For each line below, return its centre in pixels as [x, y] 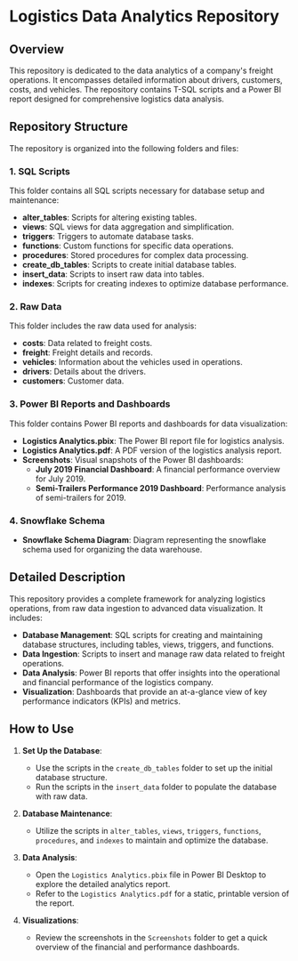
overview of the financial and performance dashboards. [137, 947]
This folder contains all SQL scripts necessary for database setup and [137, 191]
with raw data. [61, 796]
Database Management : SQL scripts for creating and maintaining [142, 634]
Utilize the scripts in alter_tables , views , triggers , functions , [148, 830]
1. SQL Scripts [40, 171]
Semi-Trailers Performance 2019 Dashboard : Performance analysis [161, 488]
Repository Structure [69, 127]
